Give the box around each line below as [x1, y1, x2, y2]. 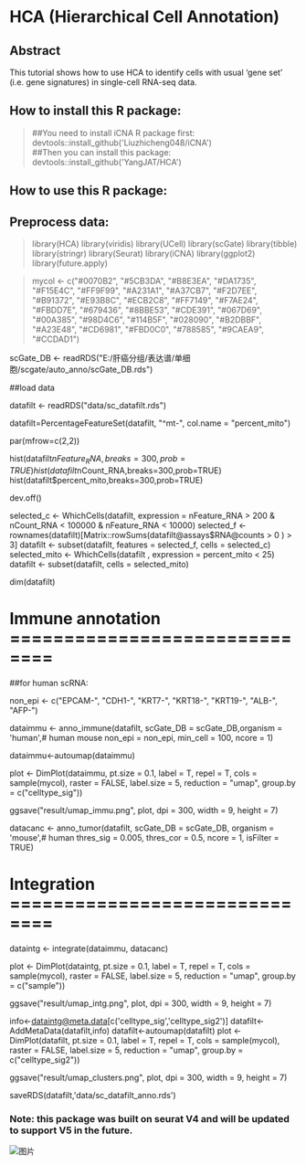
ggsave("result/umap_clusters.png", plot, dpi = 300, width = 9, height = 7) [9, 1072, 288, 1083]
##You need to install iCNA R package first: [31, 127, 195, 138]
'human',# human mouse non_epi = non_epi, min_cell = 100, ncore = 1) [9, 732, 274, 743]
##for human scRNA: [9, 677, 89, 688]
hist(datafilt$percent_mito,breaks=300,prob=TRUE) [9, 474, 204, 485]
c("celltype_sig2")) [9, 1054, 80, 1065]
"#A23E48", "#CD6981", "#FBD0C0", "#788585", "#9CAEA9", [31, 324, 265, 335]
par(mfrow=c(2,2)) [9, 436, 80, 447]
